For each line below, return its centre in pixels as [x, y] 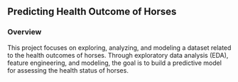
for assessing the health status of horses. [68, 70]
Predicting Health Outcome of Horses [92, 12]
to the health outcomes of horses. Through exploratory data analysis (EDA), [118, 55]
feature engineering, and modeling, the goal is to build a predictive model [115, 63]
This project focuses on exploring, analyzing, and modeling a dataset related [119, 47]
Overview [25, 32]
